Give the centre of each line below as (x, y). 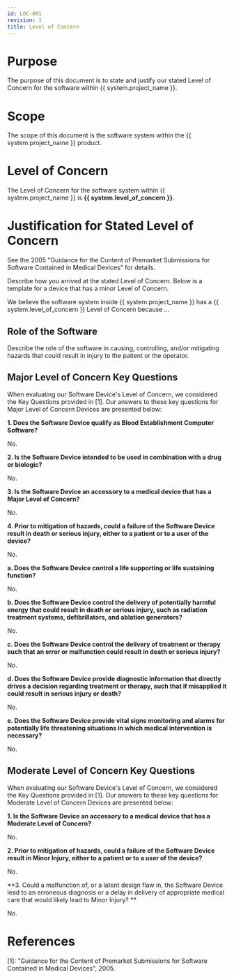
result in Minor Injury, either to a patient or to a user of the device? (105, 858)
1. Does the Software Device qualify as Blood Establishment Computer (111, 422)
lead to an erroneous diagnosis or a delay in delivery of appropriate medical (116, 892)
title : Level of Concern (43, 27)
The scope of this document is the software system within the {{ (99, 135)
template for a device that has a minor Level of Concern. (88, 289)
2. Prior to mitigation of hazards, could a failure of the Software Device (111, 850)
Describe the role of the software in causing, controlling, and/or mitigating (113, 348)
